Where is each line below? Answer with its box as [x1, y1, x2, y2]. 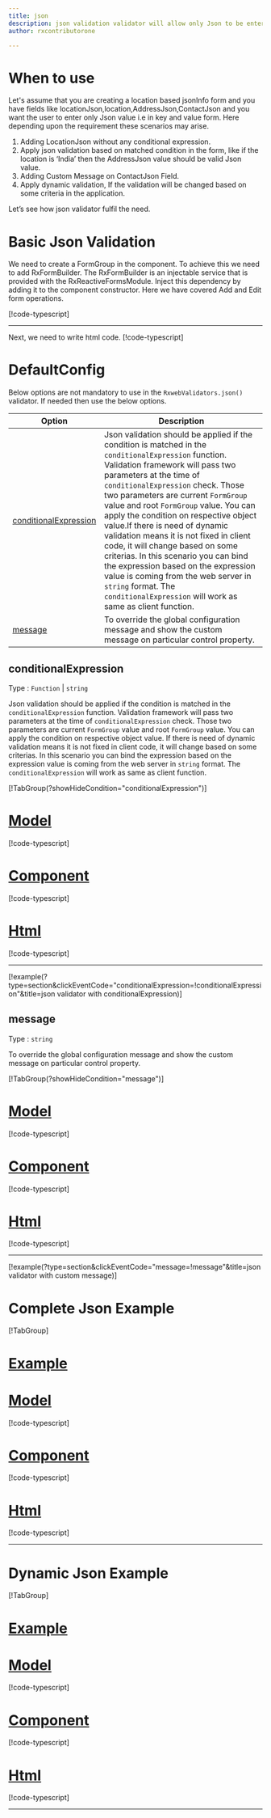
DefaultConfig [8, 361, 106, 379]
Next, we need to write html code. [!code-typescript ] [8, 332, 184, 342]
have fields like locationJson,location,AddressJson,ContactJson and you [8, 104, 250, 114]
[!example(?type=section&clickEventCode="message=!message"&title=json [8, 1262, 261, 1272]
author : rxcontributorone [8, 27, 95, 35]
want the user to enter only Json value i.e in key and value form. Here [8, 112, 240, 122]
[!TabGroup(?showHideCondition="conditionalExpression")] [8, 784, 207, 793]
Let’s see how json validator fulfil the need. [8, 204, 151, 214]
